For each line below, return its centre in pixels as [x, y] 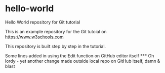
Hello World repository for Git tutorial [43, 22]
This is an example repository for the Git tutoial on [56, 31]
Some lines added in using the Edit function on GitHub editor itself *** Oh [80, 56]
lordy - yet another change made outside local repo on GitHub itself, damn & [83, 61]
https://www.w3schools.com [34, 37]
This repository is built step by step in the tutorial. [56, 46]
